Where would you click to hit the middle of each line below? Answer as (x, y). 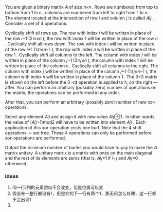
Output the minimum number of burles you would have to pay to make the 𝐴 (81, 147)
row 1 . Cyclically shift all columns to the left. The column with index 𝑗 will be (81, 55)
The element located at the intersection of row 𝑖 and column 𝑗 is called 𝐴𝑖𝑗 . (80, 18)
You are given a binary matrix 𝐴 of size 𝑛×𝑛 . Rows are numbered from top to (81, 7)
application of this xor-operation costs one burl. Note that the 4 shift (73, 128)
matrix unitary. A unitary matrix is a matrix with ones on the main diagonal (79, 153)
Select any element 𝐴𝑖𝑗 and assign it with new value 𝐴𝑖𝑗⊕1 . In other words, (81, 117)
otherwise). (17, 164)
